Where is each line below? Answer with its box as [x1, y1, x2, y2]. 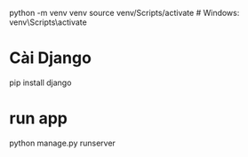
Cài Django [9, 48, 92, 68]
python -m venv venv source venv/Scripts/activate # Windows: [9, 8, 240, 18]
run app [9, 108, 68, 129]
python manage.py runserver [9, 137, 116, 148]
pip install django [9, 77, 72, 88]
